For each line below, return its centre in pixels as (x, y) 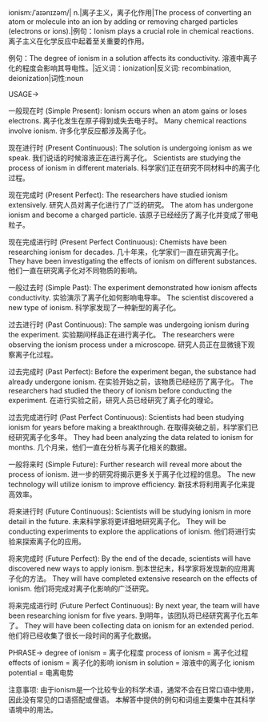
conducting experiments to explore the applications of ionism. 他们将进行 (129, 531)
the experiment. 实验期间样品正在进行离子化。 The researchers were (121, 335)
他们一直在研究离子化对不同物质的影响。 (75, 270)
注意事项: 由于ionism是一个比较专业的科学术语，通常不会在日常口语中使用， (133, 690)
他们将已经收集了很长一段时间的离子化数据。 (82, 635)
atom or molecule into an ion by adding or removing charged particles (123, 22)
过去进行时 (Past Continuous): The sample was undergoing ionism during (129, 325)
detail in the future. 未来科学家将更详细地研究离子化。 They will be (117, 521)
